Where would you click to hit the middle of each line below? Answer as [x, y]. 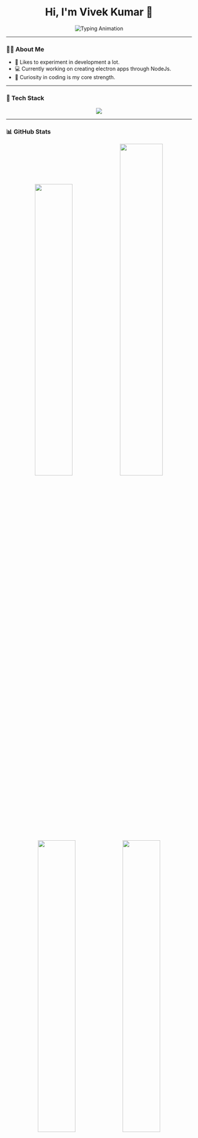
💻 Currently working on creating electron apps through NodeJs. [93, 69]
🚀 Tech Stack [25, 98]
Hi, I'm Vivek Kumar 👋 [99, 12]
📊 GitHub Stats [29, 132]
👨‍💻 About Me [25, 49]
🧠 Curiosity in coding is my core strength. [65, 77]
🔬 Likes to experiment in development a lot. [67, 62]
